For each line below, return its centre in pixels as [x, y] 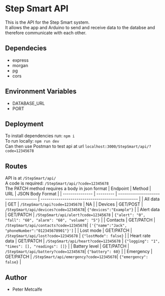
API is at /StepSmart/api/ [31, 178]
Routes [16, 166]
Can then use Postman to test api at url [45, 147]
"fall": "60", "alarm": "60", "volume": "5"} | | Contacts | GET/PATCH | [80, 220]
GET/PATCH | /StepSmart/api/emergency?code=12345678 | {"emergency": [77, 257]
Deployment [24, 124]
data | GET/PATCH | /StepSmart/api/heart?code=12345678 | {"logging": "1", [82, 241]
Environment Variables [41, 92]
